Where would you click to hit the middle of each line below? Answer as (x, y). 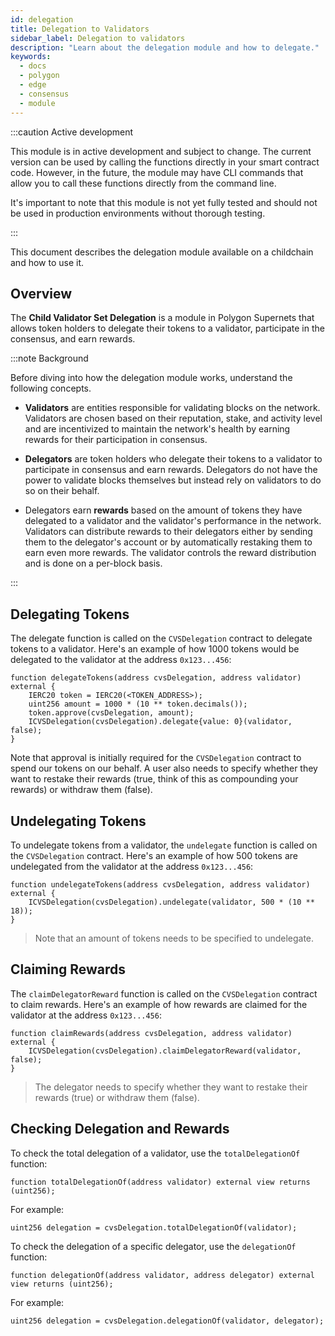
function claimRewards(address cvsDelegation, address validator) (151, 1033)
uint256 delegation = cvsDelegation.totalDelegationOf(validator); (154, 1227)
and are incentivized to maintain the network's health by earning (157, 429)
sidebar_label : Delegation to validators (98, 38)
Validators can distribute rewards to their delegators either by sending (168, 532)
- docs (33, 66)
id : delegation (42, 19)
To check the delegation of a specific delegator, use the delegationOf (153, 1246)
